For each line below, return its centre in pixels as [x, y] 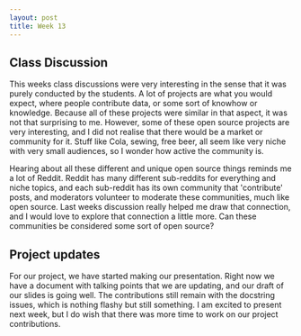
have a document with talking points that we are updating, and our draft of [147, 286]
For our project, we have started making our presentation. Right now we [142, 277]
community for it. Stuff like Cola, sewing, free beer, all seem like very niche [148, 141]
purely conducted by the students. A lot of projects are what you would [141, 94]
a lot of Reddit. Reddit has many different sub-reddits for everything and [143, 178]
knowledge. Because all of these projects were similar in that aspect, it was [148, 113]
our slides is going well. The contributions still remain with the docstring [142, 295]
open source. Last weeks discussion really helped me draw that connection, [150, 207]
